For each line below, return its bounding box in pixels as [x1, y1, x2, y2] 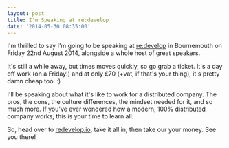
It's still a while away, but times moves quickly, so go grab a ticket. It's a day [7, 63, 223, 71]
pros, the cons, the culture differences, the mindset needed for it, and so [7, 98, 213, 106]
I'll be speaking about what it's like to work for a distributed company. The [7, 90, 217, 98]
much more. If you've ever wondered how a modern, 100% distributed [7, 105, 206, 114]
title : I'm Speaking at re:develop [7, 17, 109, 23]
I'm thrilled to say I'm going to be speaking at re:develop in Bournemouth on [7, 42, 222, 50]
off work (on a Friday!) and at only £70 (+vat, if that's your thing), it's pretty [7, 70, 220, 78]
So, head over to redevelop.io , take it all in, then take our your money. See [7, 125, 217, 134]
